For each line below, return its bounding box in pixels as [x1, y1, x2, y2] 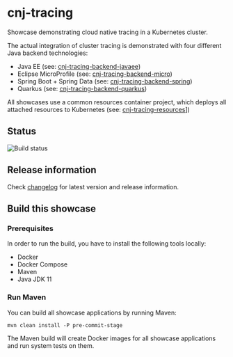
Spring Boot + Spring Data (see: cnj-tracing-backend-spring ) [17, 77, 193, 85]
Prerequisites [7, 223, 54, 233]
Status [7, 125, 37, 137]
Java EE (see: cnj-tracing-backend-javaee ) [17, 62, 141, 70]
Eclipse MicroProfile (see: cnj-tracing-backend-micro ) [17, 70, 172, 78]
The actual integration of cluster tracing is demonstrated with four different [7, 41, 222, 49]
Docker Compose [17, 260, 68, 269]
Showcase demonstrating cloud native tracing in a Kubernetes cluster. [7, 28, 209, 36]
